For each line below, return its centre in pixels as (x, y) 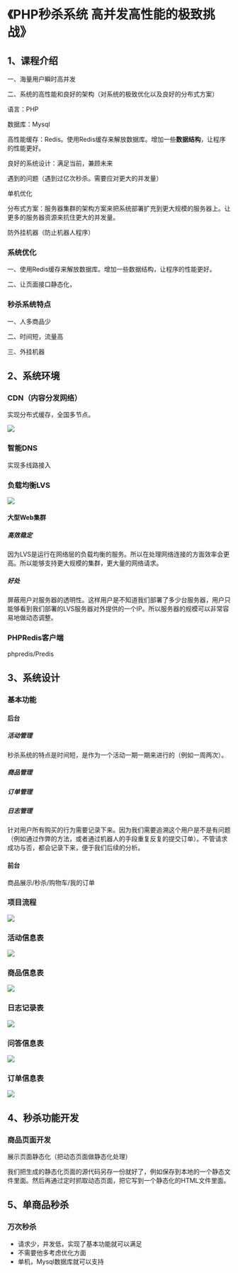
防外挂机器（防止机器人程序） (51, 232)
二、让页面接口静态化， (41, 284)
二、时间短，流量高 (35, 336)
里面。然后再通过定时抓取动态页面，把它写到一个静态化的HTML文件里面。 (121, 1180)
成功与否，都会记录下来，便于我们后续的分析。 (75, 847)
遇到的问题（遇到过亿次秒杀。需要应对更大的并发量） (85, 178)
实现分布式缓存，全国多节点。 (51, 415)
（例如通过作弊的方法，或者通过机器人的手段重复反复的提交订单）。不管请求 (118, 839)
